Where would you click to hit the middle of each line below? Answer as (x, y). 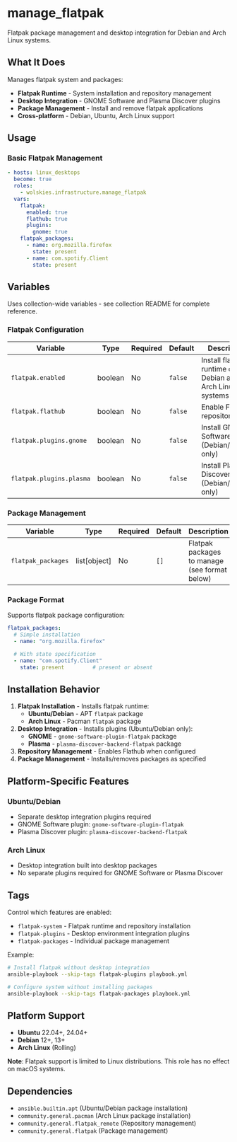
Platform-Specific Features (68, 781)
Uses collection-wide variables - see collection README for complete (109, 304)
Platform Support (46, 1016)
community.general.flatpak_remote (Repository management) (107, 1124)
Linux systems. (29, 40)
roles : (23, 186)
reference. (22, 311)
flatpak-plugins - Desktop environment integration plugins (104, 934)
